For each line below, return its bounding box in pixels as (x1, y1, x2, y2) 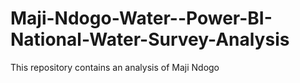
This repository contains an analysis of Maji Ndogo (10, 61, 220, 73)
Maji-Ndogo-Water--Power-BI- (10, 7, 273, 30)
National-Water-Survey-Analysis (10, 28, 290, 51)
